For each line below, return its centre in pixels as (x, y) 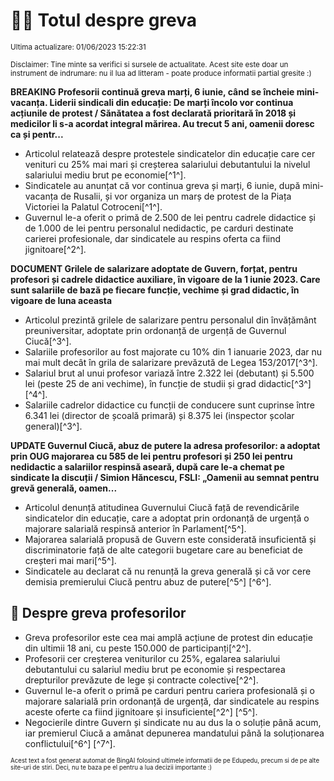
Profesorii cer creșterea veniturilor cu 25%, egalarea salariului (152, 658)
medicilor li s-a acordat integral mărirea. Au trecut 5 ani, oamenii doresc (162, 123)
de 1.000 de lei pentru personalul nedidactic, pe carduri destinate (159, 228)
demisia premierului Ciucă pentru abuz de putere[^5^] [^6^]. (148, 581)
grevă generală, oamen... (64, 488)
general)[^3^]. (53, 426)
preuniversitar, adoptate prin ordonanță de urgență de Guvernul (155, 330)
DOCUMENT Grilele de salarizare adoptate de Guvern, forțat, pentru (154, 268)
